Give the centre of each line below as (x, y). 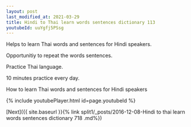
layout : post (22, 11)
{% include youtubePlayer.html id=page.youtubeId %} (71, 101)
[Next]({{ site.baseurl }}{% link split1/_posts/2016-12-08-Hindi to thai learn (96, 112)
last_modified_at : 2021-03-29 (43, 17)
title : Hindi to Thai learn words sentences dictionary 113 (81, 22)
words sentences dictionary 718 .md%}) (54, 118)
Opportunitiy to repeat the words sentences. (59, 55)
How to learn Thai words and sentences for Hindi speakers (77, 89)
